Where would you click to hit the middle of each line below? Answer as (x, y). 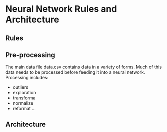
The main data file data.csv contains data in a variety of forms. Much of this (84, 67)
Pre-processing (30, 55)
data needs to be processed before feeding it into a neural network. (75, 72)
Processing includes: (27, 78)
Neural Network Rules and (61, 9)
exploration (24, 93)
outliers (20, 87)
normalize (23, 103)
